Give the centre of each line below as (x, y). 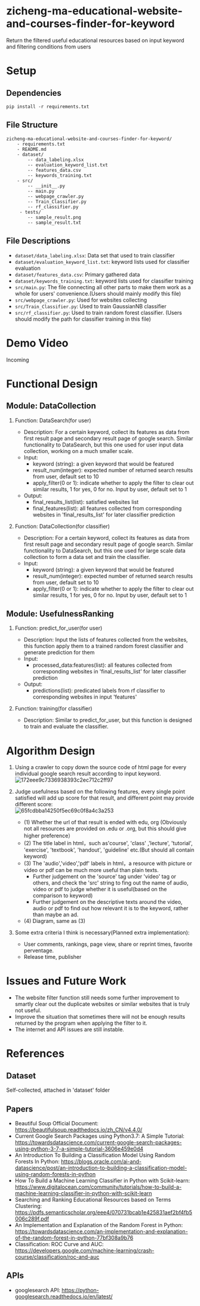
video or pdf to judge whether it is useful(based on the (100, 889)
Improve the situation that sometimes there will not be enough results (100, 1017)
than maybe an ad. (56, 915)
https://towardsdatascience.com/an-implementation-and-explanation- (101, 1231)
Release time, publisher (53, 957)
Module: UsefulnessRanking (60, 614)
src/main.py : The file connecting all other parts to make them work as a (103, 287)
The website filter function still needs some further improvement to (97, 998)
